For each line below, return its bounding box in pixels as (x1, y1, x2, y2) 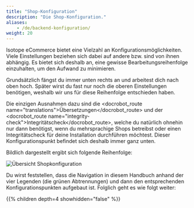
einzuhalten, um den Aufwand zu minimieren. (6, 65, 116, 72)
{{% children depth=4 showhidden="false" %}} (6, 196, 121, 203)
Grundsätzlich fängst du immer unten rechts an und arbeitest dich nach (6, 77, 179, 84)
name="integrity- (48, 112, 90, 120)
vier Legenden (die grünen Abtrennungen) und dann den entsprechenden (6, 178, 185, 185)
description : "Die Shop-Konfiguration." (6, 14, 107, 20)
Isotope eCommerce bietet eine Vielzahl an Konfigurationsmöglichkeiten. (6, 46, 182, 53)
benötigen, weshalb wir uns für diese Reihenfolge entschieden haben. (6, 89, 175, 96)
